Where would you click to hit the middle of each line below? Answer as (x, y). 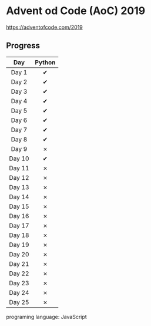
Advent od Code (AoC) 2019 (76, 11)
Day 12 (19, 177)
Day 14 (19, 197)
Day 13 (19, 187)
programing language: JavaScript (46, 317)
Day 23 (19, 283)
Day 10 (19, 159)
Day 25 (19, 302)
